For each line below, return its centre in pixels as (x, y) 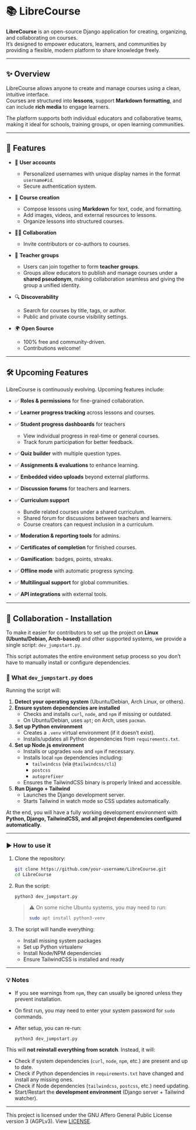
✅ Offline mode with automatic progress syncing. (74, 571)
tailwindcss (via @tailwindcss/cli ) (74, 764)
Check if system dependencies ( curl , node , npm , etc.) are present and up (101, 1061)
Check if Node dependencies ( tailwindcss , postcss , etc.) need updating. (102, 1086)
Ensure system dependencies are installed (67, 708)
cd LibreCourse (33, 874)
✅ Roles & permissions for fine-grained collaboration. (79, 401)
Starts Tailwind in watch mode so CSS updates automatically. (97, 801)
